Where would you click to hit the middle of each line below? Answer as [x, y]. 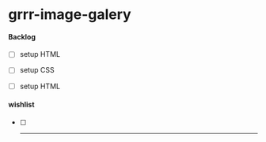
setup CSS [37, 70]
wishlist [21, 105]
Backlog [22, 36]
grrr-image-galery [70, 15]
